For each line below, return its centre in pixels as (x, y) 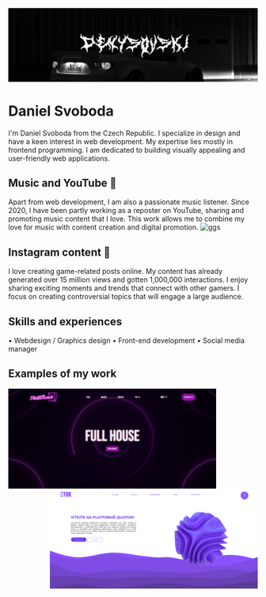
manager (23, 349)
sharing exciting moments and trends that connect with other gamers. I (124, 288)
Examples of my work (63, 374)
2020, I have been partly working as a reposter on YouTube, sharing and (126, 211)
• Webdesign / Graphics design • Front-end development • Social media (127, 340)
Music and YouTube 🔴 (63, 183)
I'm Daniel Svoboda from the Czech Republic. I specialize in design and (124, 133)
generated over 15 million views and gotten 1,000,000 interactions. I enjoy (128, 279)
